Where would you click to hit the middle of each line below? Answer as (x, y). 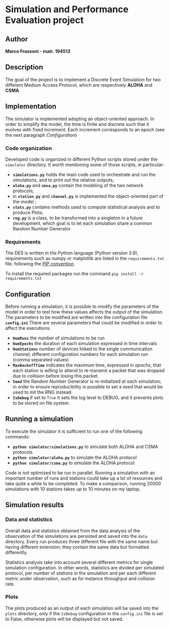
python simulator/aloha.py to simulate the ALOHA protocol (75, 457)
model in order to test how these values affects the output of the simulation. (84, 312)
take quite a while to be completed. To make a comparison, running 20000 (83, 483)
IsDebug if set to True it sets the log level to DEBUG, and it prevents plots (88, 398)
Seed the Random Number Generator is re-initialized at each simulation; (87, 381)
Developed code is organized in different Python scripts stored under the (81, 159)
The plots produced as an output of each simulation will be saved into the (82, 608)
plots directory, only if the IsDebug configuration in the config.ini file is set (84, 613)
